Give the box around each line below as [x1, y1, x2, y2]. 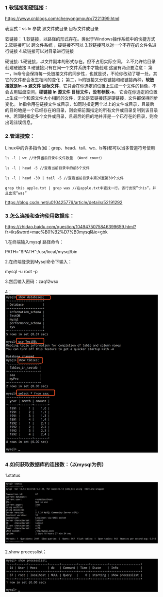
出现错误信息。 [5, 119, 35, 125]
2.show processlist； [5, 549, 47, 555]
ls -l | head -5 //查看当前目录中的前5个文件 [5, 166, 90, 170]
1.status [5, 472, 20, 478]
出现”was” [8, 191, 27, 196]
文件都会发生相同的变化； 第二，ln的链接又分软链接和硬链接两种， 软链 [13, 77, 154, 83]
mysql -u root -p [5, 268, 38, 274]
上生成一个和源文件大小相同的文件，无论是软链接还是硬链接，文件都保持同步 [5, 95, 158, 101]
